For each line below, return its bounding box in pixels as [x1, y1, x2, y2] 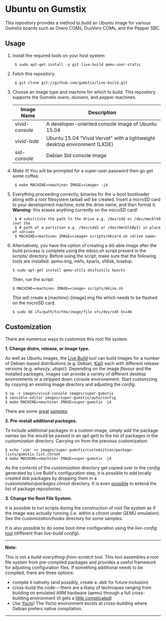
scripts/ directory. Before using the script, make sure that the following [12, 253, 157, 259]
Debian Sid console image [46, 152, 107, 159]
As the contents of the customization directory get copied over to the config [5, 464, 160, 470]
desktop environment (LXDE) [46, 141, 114, 148]
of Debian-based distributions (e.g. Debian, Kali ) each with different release [5, 360, 159, 366]
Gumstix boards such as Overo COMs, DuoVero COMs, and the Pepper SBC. [5, 25, 161, 31]
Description [88, 109, 117, 116]
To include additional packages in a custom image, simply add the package [5, 427, 158, 433]
